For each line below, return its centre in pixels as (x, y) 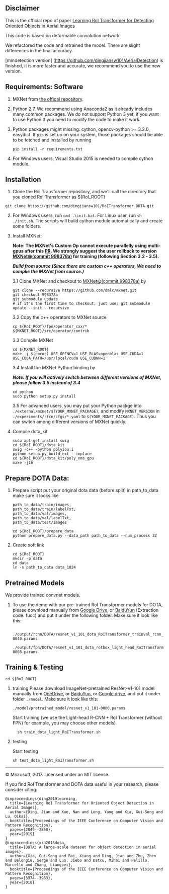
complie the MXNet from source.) (48, 272)
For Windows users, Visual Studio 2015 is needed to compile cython (83, 158)
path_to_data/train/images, (42, 505)
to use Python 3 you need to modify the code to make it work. (76, 119)
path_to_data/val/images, (39, 514)
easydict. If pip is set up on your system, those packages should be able (88, 134)
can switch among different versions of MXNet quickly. (69, 422)
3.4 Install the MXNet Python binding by (54, 368)
